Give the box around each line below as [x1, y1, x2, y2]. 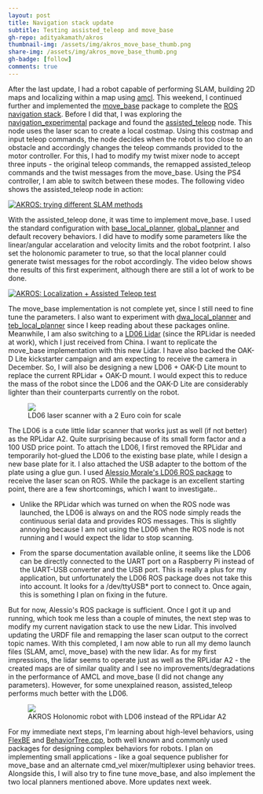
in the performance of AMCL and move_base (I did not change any [8, 671, 224, 681]
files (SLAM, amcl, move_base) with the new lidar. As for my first [8, 646, 217, 656]
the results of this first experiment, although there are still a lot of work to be [8, 265, 255, 274]
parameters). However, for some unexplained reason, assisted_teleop [8, 680, 233, 689]
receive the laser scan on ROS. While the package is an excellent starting [8, 476, 245, 485]
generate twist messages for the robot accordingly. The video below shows [8, 256, 253, 266]
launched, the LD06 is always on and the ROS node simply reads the [19, 508, 242, 517]
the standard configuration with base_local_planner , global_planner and [8, 223, 239, 233]
